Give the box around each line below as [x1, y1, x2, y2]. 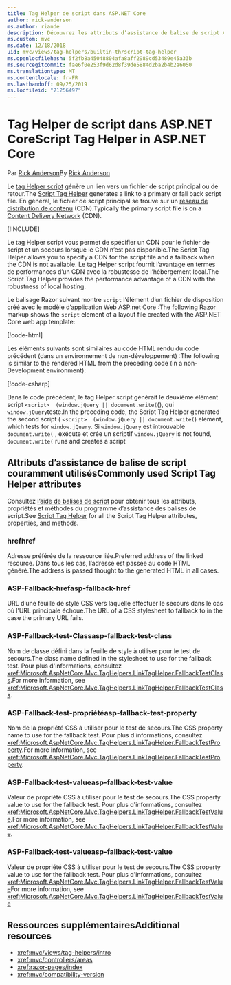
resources [7, 931, 52, 942]
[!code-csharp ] [7, 380, 50, 388]
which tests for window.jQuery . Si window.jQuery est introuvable [7, 422, 186, 431]
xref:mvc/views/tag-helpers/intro [16, 948, 111, 957]
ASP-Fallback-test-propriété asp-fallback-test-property [7, 708, 197, 717]
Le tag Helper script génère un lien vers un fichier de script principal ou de [7, 182, 219, 190]
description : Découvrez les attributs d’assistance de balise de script [7, 29, 220, 37]
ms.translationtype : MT [7, 68, 76, 74]
